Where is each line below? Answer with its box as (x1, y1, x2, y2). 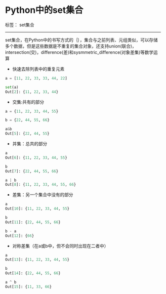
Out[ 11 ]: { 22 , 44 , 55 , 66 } (5, 219, 61, 225)
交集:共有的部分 (12, 99, 44, 105)
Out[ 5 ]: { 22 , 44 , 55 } (5, 131, 50, 136)
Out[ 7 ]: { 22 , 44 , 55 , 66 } (5, 168, 58, 173)
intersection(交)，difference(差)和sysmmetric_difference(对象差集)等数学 (5, 49, 154, 55)
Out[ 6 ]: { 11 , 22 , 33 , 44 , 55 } (5, 155, 68, 160)
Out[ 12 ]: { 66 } (5, 233, 35, 238)
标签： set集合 (5, 22, 35, 28)
